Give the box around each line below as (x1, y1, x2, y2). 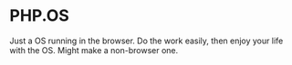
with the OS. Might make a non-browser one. (9, 44, 179, 55)
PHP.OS (9, 5, 70, 26)
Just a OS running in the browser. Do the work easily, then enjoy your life (9, 35, 284, 46)
